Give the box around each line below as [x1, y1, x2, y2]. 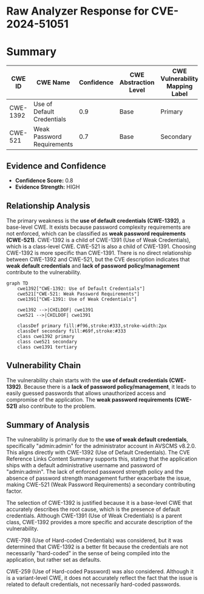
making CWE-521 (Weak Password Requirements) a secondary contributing [6, 481, 195, 488]
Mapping [166, 82, 193, 90]
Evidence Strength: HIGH [15, 183, 80, 191]
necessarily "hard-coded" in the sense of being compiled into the [6, 550, 170, 557]
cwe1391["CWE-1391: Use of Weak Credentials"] [17, 296, 137, 302]
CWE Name [36, 78, 70, 87]
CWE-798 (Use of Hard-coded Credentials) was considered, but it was [6, 537, 183, 544]
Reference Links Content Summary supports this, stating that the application [6, 455, 197, 462]
